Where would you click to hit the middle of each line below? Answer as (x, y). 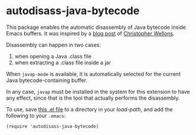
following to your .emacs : (36, 116)
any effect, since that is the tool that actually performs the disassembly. (93, 98)
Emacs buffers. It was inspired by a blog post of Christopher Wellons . (90, 33)
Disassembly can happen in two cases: (54, 45)
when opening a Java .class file (53, 56)
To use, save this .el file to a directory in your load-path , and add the (89, 109)
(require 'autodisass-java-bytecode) (53, 126)
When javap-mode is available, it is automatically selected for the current (94, 74)
